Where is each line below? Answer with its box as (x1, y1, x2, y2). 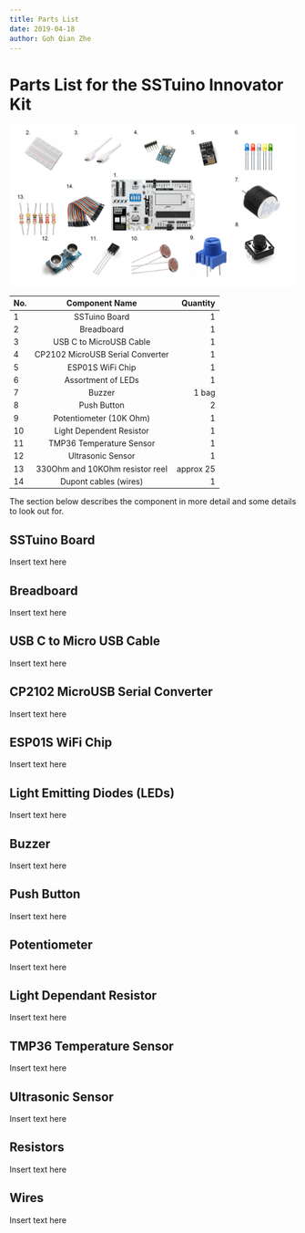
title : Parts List (9, 15, 79, 24)
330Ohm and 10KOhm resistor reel (36, 463, 168, 474)
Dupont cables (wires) (60, 475, 144, 487)
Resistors (9, 1140, 65, 1155)
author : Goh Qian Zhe (9, 34, 92, 43)
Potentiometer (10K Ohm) (53, 412, 150, 423)
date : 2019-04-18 (9, 24, 76, 34)
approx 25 (176, 463, 216, 474)
